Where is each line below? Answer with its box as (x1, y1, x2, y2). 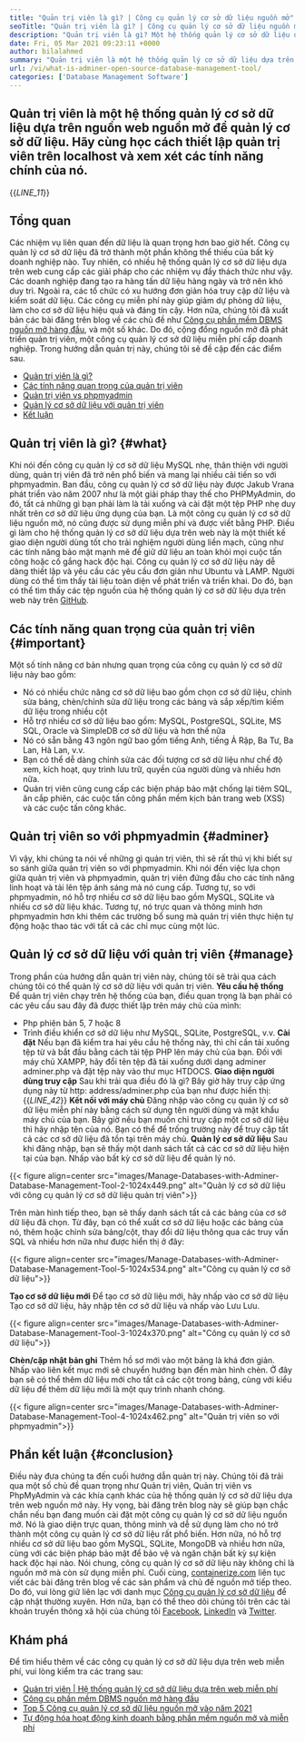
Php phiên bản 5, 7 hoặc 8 (22, 1017, 121, 1028)
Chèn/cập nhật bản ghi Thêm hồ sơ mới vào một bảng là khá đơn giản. (9, 1354, 275, 1365)
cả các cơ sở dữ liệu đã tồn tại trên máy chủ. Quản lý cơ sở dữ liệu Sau (22, 1133, 288, 1144)
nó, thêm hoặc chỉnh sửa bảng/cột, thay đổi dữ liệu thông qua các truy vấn (9, 1226, 289, 1237)
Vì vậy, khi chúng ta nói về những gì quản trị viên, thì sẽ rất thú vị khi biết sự (9, 853, 292, 864)
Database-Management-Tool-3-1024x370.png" (9, 1327, 186, 1338)
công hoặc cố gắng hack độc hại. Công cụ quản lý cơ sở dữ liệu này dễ (9, 556, 276, 568)
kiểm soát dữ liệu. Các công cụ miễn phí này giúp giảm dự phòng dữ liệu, (9, 295, 282, 306)
